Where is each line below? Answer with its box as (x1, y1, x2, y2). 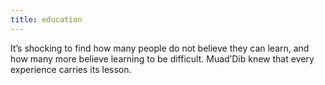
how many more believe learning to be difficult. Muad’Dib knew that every (10, 52, 315, 65)
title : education (10, 14, 83, 25)
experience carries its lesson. (10, 63, 132, 75)
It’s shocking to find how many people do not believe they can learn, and (10, 42, 310, 54)
